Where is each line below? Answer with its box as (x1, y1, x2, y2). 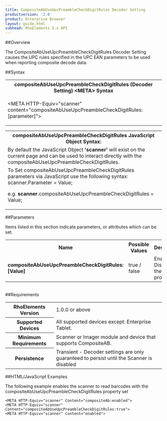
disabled (56, 361, 76, 368)
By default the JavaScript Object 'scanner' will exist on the (7, 146, 146, 153)
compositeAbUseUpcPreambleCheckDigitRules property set (5, 388, 128, 394)
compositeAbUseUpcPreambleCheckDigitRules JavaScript (12, 132, 155, 139)
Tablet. (56, 325, 72, 332)
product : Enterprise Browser (5, 16, 66, 21)
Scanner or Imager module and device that (56, 334, 156, 340)
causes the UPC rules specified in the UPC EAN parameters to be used (5, 54, 151, 60)
